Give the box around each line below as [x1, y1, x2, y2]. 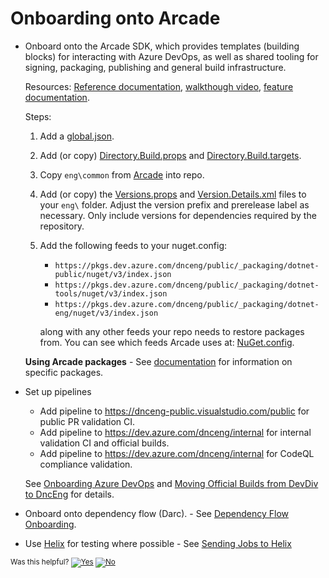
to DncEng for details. [24, 488, 115, 500]
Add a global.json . [39, 130, 115, 142]
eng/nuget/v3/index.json [54, 308, 159, 318]
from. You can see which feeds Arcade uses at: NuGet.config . [39, 336, 295, 348]
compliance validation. [39, 458, 133, 470]
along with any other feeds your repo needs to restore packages [39, 325, 305, 337]
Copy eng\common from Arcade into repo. [39, 168, 205, 181]
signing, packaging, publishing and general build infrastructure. [24, 61, 287, 73]
